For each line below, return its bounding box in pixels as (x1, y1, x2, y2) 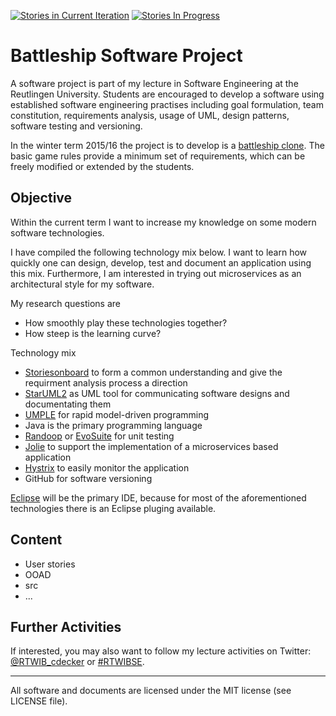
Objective (10, 190, 73, 207)
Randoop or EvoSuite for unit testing (24, 430, 175, 442)
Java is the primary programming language (24, 419, 203, 431)
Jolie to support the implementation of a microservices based (24, 440, 279, 452)
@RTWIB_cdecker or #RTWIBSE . (10, 656, 145, 668)
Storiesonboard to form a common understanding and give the (24, 366, 283, 378)
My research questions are (10, 297, 121, 309)
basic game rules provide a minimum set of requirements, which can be (10, 150, 306, 162)
